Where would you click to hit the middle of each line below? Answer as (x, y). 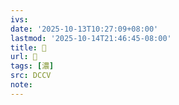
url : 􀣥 (24, 57)
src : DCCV (31, 76)
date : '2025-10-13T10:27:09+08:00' (84, 29)
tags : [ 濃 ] (32, 66)
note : (21, 85)
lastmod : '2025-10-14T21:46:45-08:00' (91, 38)
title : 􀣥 (28, 47)
